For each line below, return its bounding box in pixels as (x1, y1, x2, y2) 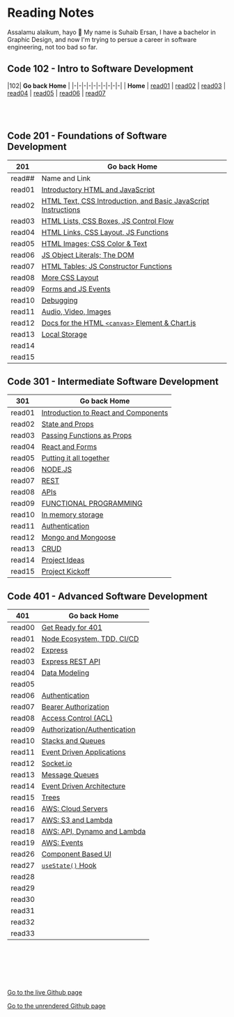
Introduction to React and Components (41, 408, 169, 418)
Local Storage (41, 329, 87, 339)
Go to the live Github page (7, 988, 82, 997)
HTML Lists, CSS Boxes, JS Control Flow (41, 216, 174, 226)
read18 (10, 827, 35, 836)
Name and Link (41, 173, 91, 183)
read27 (10, 861, 35, 871)
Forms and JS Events (41, 284, 111, 293)
